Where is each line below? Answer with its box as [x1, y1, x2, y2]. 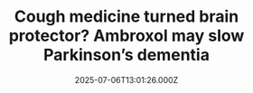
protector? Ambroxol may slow [8, 25, 245, 46]
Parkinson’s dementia [43, 45, 210, 65]
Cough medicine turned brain [14, 6, 239, 27]
